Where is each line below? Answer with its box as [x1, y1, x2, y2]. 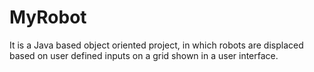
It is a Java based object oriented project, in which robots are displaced [9, 39, 304, 51]
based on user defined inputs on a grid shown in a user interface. [9, 49, 279, 61]
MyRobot [9, 6, 87, 29]
